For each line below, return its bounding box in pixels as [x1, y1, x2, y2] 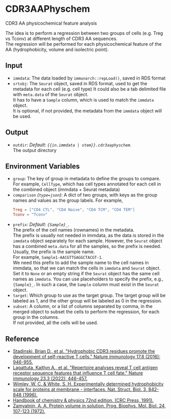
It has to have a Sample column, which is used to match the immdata [12, 97, 154, 103]
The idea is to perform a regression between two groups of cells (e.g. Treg [5, 30, 163, 36]
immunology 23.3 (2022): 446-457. [12, 375, 88, 382]
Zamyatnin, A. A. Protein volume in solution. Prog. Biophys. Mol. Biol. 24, [12, 403, 166, 409]
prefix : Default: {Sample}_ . [12, 221, 70, 227]
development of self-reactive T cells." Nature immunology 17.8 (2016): [12, 353, 161, 359]
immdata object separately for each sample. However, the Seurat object [12, 238, 163, 244]
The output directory [12, 147, 57, 153]
